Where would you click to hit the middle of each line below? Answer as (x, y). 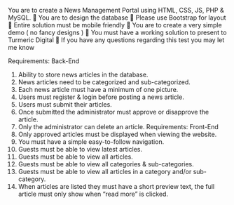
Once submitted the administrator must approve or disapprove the (113, 112)
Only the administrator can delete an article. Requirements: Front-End (118, 127)
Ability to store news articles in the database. (83, 74)
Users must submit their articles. (65, 104)
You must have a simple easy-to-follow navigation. (91, 142)
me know (21, 47)
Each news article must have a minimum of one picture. (98, 90)
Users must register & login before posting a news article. (101, 97)
